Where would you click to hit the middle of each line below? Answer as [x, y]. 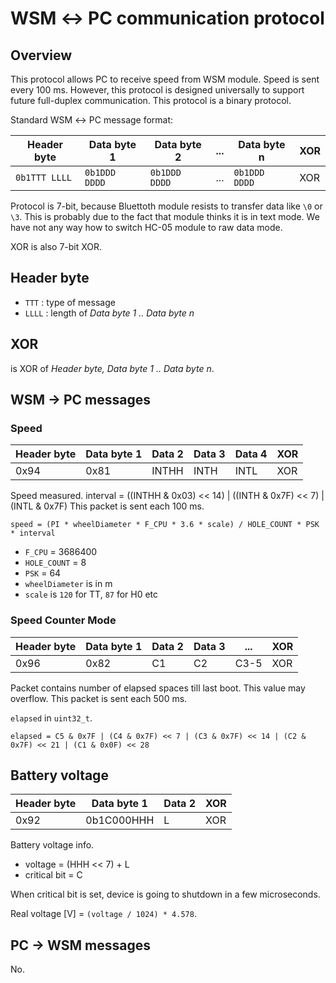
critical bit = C [53, 875]
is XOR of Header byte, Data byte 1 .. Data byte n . [112, 368]
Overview [41, 55]
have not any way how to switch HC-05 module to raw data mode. [146, 227]
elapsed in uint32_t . [51, 718]
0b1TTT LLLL [44, 177]
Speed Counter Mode [63, 620]
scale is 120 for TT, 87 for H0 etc [91, 594]
